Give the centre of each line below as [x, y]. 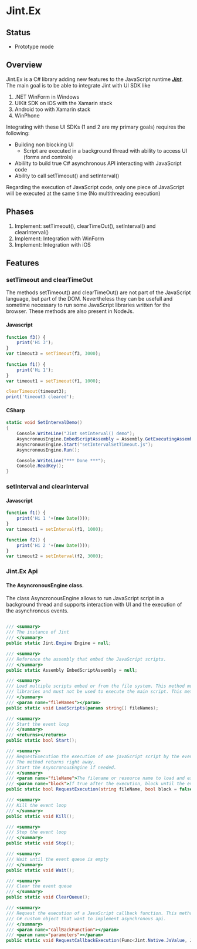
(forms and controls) [48, 157]
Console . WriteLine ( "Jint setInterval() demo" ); [76, 434]
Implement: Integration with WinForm [59, 238]
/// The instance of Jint [38, 632]
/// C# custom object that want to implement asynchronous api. [86, 918]
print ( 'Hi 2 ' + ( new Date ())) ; [54, 545]
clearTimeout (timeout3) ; [36, 392]
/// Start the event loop [38, 724]
